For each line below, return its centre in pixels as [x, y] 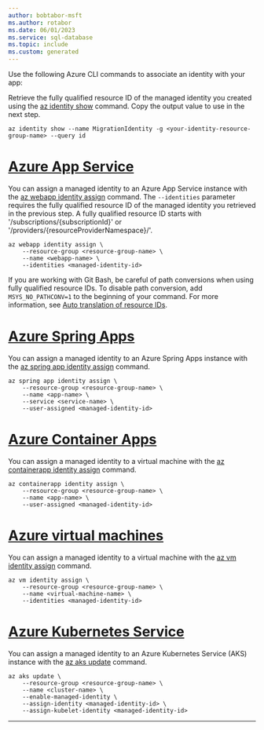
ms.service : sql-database [50, 37]
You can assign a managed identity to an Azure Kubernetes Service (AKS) [128, 653]
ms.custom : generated [44, 52]
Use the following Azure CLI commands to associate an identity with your [127, 74]
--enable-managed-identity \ [70, 697]
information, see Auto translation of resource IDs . [88, 305]
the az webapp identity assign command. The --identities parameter [122, 196]
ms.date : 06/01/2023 [42, 30]
